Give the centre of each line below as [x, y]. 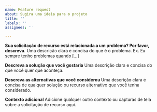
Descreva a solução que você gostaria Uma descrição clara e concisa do [78, 65]
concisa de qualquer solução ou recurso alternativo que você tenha [72, 85]
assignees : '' [19, 28]
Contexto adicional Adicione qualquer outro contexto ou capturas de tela [78, 99]
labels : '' [16, 23]
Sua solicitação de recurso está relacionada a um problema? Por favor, [77, 46]
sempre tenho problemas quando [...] [42, 56]
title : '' [15, 18]
